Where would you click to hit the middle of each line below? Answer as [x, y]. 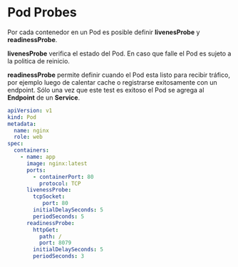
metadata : [22, 124]
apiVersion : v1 [30, 110]
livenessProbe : [49, 190]
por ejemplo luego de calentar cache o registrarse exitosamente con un [112, 82]
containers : [32, 150]
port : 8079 [55, 243]
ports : [36, 170]
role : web [28, 137]
